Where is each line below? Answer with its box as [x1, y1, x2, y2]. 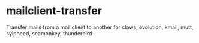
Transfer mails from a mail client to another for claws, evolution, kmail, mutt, [6, 24, 194, 31]
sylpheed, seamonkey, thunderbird [6, 29, 92, 37]
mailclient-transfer [6, 4, 102, 18]
